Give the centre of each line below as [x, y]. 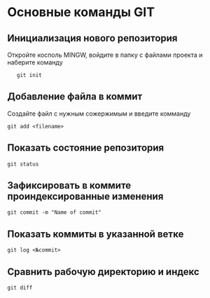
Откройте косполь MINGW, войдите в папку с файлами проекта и [105, 55]
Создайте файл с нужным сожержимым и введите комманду [99, 114]
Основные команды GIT [81, 12]
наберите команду [35, 62]
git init [29, 75]
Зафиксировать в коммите [69, 185]
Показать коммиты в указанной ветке [96, 234]
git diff [20, 288]
